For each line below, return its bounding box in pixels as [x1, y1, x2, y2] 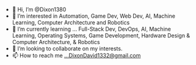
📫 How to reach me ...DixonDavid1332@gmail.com [12, 52, 141, 59]
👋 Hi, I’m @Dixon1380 [12, 6, 67, 13]
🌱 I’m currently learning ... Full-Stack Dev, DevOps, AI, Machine [12, 25, 171, 32]
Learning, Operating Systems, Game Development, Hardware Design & [12, 32, 191, 39]
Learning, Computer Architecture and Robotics [12, 19, 130, 26]
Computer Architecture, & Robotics [12, 39, 100, 45]
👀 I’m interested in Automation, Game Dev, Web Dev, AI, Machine [12, 12, 176, 20]
